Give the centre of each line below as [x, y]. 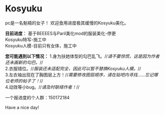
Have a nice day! [22, 107]
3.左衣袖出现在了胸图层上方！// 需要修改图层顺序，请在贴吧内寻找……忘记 [80, 75]
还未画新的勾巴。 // [24, 62]
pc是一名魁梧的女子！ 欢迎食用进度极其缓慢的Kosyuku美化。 [67, 23]
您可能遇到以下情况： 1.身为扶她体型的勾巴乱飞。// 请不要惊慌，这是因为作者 [82, 56]
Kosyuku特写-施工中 [26, 39]
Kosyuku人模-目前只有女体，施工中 [41, 45]
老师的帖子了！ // [26, 81]
